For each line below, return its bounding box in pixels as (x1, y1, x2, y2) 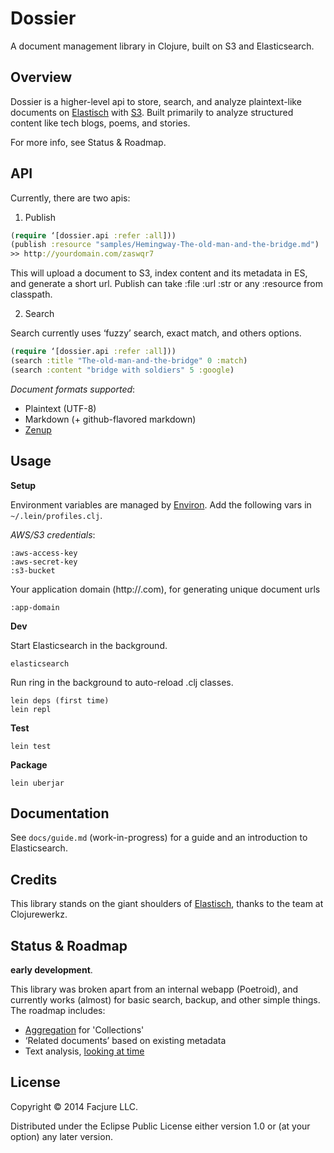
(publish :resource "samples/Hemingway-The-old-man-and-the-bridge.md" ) (10, 240, 320, 250)
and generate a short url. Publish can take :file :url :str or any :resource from (10, 278, 323, 290)
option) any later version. (10, 1130, 113, 1142)
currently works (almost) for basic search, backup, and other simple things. (10, 994, 321, 1006)
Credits (10, 871, 58, 888)
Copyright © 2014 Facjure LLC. (10, 1100, 139, 1112)
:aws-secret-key (10, 557, 78, 567)
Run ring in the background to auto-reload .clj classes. (10, 676, 234, 688)
